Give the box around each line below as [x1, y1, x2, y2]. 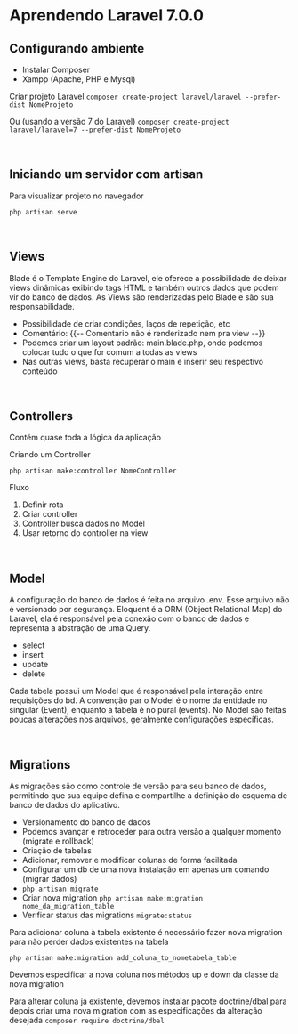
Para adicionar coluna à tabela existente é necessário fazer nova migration [9, 927, 283, 938]
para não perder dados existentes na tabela [9, 936, 169, 948]
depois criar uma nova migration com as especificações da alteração [9, 1006, 262, 1016]
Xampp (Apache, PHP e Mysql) [21, 74, 136, 85]
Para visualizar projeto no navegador [9, 190, 144, 201]
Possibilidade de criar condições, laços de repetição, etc [21, 318, 230, 329]
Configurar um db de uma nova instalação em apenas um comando [21, 864, 270, 875]
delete [21, 668, 46, 679]
